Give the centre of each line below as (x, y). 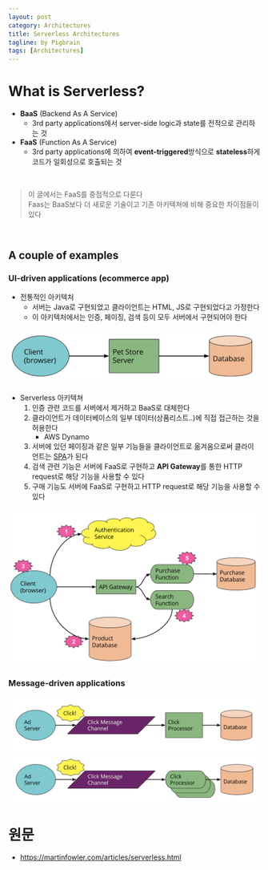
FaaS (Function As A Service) (68, 142)
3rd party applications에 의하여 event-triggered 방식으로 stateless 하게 (146, 152)
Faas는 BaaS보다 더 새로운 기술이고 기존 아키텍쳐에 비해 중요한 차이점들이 (143, 204)
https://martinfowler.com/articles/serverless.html (100, 857)
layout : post (30, 17)
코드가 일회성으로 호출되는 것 (77, 162)
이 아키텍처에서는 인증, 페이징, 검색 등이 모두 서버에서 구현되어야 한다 (140, 317)
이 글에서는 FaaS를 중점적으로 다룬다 (85, 194)
